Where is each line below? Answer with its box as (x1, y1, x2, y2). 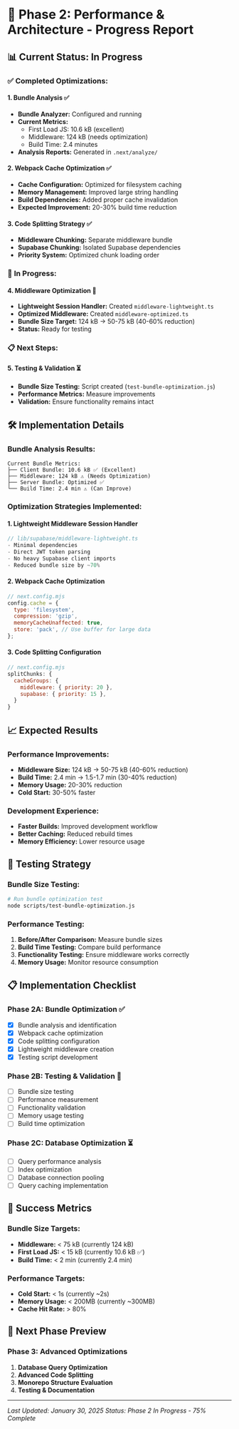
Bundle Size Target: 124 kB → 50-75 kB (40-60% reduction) (17, 317, 196, 326)
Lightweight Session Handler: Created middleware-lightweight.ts (17, 302, 215, 311)
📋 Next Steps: (7, 343, 58, 353)
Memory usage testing (17, 1112, 84, 1120)
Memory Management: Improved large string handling (17, 188, 179, 196)
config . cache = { (7, 599, 59, 607)
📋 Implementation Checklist (7, 980, 137, 992)
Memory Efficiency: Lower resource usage (17, 837, 145, 846)
